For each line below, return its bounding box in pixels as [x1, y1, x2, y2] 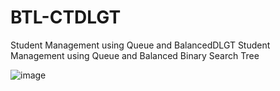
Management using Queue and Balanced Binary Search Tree [10, 49, 260, 61]
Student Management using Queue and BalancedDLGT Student [10, 39, 271, 51]
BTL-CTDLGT [10, 6, 122, 29]
